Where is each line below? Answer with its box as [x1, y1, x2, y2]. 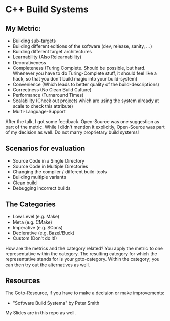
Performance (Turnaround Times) [12, 92, 84, 98]
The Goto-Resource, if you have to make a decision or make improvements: [5, 290, 165, 296]
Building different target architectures [12, 49, 92, 54]
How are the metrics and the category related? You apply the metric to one [5, 245, 163, 251]
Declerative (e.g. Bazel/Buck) [12, 230, 75, 236]
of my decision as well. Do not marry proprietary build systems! [5, 129, 139, 135]
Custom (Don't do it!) [12, 235, 57, 242]
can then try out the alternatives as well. [5, 262, 90, 268]
